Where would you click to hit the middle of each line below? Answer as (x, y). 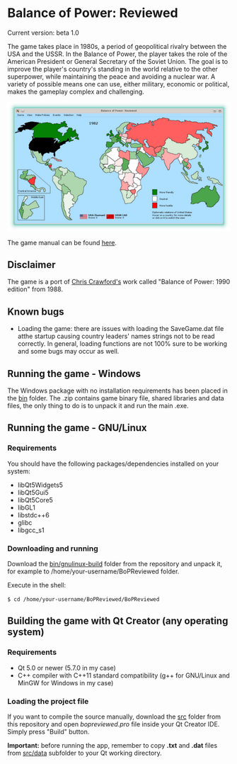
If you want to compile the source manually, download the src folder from (114, 717)
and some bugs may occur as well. (68, 352)
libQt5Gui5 (33, 492)
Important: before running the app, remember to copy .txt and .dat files (112, 745)
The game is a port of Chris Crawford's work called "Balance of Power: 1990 (119, 282)
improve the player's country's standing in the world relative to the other (112, 69)
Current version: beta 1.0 (43, 33)
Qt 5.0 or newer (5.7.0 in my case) (67, 668)
